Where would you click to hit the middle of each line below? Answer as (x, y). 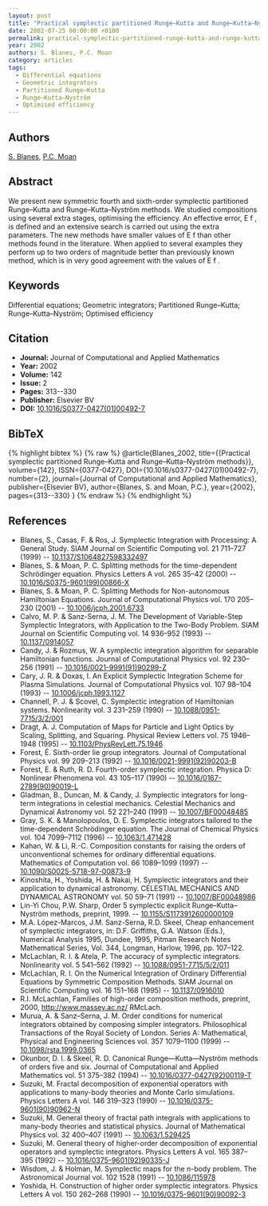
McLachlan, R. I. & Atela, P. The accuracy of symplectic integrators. (130, 956)
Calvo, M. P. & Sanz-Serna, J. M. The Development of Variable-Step (131, 616)
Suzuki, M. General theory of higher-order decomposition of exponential (138, 1143)
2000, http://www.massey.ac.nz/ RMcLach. (91, 1007)
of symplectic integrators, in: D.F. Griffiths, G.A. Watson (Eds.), (122, 931)
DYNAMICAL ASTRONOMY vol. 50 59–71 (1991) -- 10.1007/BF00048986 (138, 897)
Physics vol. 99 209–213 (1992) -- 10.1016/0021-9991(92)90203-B (128, 761)
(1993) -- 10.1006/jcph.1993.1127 (72, 693)
